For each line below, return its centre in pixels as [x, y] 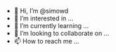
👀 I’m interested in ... [44, 18]
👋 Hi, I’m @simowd [41, 11]
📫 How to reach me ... [46, 41]
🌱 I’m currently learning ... [51, 26]
